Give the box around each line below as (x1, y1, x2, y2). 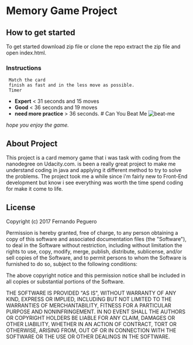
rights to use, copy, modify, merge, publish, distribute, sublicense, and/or (6, 248, 182, 255)
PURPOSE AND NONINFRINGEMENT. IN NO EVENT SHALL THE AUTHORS (6, 308, 186, 315)
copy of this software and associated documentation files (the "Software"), (6, 235, 187, 242)
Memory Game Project (6, 4, 118, 18)
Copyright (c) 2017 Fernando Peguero (6, 218, 97, 225)
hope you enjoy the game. (6, 121, 69, 128)
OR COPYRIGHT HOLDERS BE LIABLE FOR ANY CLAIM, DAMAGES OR (6, 314, 175, 321)
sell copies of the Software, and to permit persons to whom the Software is (6, 254, 187, 261)
